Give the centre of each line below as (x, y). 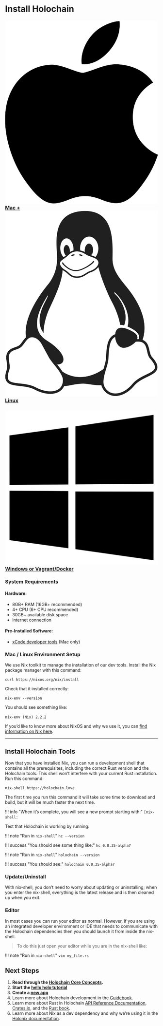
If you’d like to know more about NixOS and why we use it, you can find (76, 726)
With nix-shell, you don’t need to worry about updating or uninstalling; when (81, 887)
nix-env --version (24, 698)
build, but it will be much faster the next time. (50, 802)
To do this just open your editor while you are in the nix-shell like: (82, 946)
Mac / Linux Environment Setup (43, 654)
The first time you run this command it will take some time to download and (80, 797)
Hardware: (16, 593)
